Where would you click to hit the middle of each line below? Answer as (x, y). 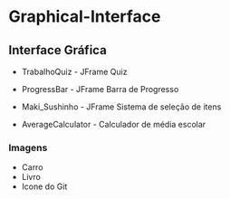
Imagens (28, 147)
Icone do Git (44, 186)
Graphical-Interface (85, 17)
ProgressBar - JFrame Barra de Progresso (100, 89)
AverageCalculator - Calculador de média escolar (114, 124)
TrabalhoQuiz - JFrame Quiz (74, 71)
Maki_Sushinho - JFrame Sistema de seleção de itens (121, 107)
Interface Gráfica (58, 50)
